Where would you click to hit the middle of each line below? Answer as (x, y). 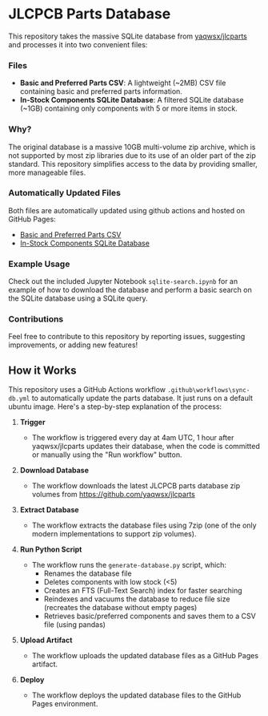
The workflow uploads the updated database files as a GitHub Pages (145, 656)
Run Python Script (51, 549)
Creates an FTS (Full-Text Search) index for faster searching (143, 591)
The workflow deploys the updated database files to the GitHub (136, 695)
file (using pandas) (75, 625)
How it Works (42, 370)
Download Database (54, 471)
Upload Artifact (46, 640)
